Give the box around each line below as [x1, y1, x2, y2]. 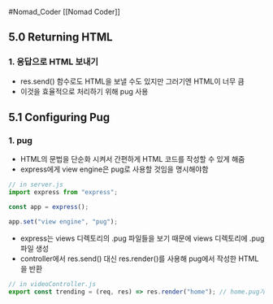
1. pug [8, 135, 32, 145]
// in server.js [8, 180, 63, 189]
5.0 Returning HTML [8, 30, 113, 44]
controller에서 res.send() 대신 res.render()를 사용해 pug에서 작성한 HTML [19, 254, 259, 263]
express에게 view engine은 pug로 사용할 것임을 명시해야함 [19, 164, 209, 174]
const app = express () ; [8, 203, 89, 211]
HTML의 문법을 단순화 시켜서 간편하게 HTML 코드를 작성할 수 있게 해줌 [19, 154, 245, 164]
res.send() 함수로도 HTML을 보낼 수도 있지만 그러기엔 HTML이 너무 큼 [19, 76, 245, 86]
